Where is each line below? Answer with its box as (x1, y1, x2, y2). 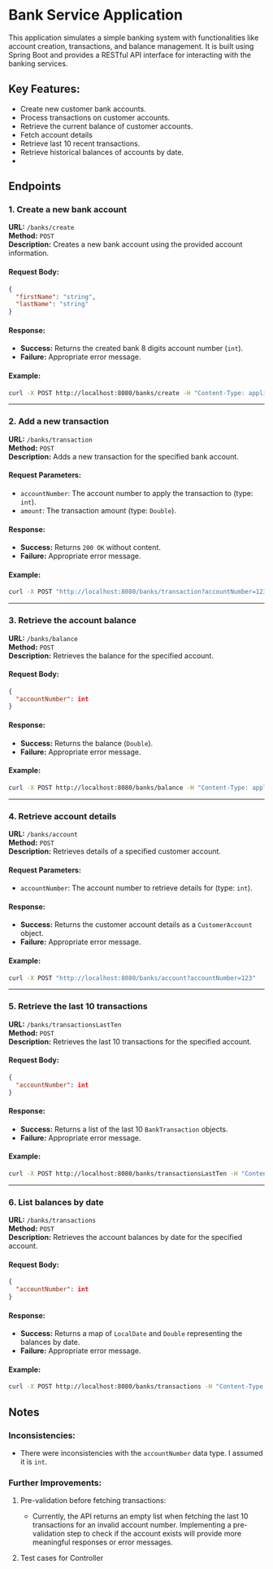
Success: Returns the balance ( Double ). (19, 738, 154, 748)
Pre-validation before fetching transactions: (19, 1496, 167, 1505)
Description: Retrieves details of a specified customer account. (8, 846, 222, 856)
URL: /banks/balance (8, 633, 79, 643)
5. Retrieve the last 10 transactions (8, 1000, 148, 1012)
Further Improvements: (8, 1477, 102, 1488)
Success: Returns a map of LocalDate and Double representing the (19, 1329, 243, 1338)
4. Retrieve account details (8, 811, 117, 822)
